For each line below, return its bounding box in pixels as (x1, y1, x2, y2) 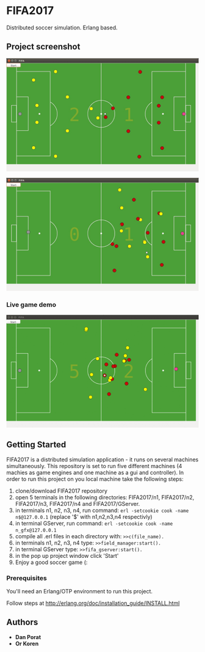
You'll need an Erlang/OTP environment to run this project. (6, 588, 153, 595)
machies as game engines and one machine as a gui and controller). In (6, 469, 184, 476)
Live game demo (6, 301, 57, 309)
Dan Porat (15, 633, 41, 640)
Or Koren (15, 640, 39, 647)
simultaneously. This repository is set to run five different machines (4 (6, 462, 182, 469)
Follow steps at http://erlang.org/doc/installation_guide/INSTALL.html (6, 599, 180, 607)
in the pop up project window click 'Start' (15, 552, 119, 559)
